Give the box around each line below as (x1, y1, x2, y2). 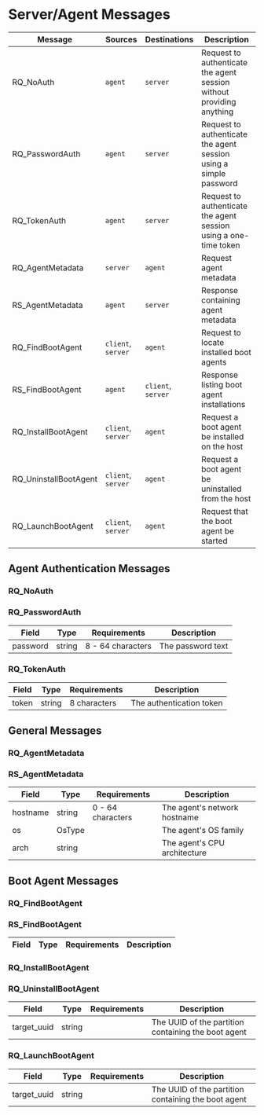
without (201, 86, 229, 97)
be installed (201, 431, 244, 442)
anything (201, 106, 234, 117)
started (201, 535, 228, 546)
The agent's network (162, 802, 239, 813)
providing (201, 96, 236, 107)
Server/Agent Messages (8, 6, 170, 24)
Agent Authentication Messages (8, 562, 170, 575)
